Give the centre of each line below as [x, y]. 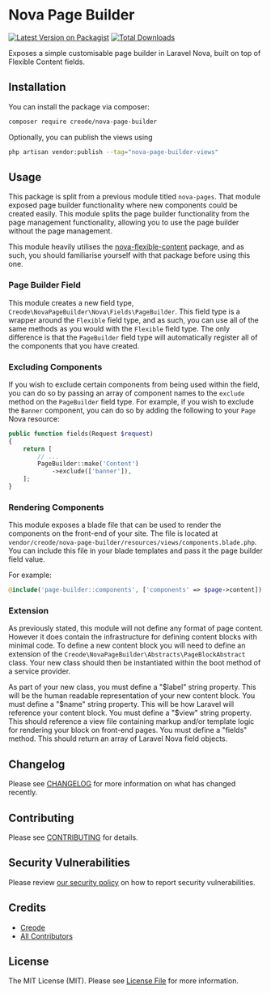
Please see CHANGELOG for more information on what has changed [122, 784]
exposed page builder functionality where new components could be [123, 205]
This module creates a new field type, [71, 302]
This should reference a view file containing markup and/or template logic [131, 721]
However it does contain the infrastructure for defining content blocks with [133, 637]
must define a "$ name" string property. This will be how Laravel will [121, 704]
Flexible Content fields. [47, 62]
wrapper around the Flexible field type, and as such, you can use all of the [133, 320]
